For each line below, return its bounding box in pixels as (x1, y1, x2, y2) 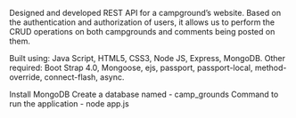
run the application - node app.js (9, 98, 129, 109)
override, (9, 72, 43, 83)
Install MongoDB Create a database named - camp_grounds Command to (9, 89, 279, 99)
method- (254, 62, 287, 73)
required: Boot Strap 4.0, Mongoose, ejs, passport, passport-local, (9, 62, 253, 73)
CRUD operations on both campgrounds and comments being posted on (9, 27, 275, 36)
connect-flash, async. (44, 72, 125, 83)
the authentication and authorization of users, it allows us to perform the (9, 17, 275, 28)
